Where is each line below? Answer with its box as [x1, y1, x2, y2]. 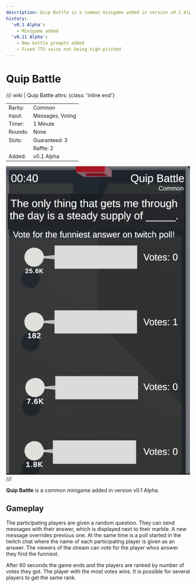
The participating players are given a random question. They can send [6, 519, 175, 526]
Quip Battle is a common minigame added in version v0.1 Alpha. [6, 486, 159, 493]
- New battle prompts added [16, 40, 85, 46]
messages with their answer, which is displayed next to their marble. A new [6, 525, 187, 532]
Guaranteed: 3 [33, 136, 68, 143]
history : [6, 15, 27, 22]
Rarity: [8, 104, 24, 111]
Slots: [8, 136, 22, 143]
